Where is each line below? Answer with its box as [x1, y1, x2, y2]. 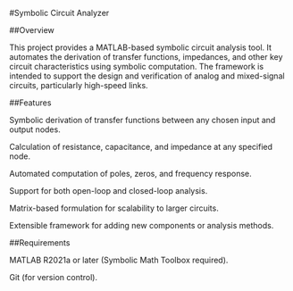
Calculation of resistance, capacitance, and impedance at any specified [9, 142, 273, 152]
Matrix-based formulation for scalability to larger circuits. [9, 203, 219, 213]
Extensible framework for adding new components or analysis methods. [9, 220, 274, 230]
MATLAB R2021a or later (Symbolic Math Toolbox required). [9, 254, 229, 265]
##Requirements [9, 237, 71, 248]
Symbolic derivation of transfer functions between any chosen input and [9, 115, 276, 125]
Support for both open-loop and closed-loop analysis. [9, 186, 208, 195]
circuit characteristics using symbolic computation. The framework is [9, 62, 264, 71]
